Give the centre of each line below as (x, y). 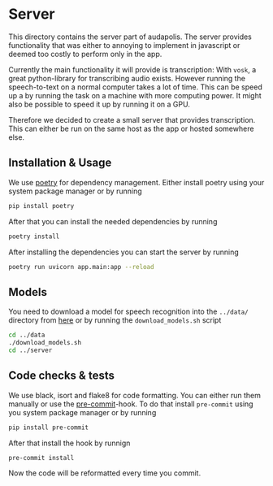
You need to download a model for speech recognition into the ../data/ (129, 312)
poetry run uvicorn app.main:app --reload (81, 267)
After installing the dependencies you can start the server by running (124, 252)
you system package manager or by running (82, 412)
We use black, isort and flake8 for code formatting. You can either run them (135, 395)
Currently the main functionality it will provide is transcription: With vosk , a (132, 69)
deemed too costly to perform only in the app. (85, 54)
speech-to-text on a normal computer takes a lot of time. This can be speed (135, 87)
